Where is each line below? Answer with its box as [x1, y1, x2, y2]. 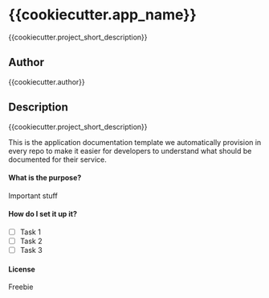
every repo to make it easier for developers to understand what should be [8, 146, 252, 155]
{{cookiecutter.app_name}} [8, 6, 197, 24]
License [8, 264, 36, 274]
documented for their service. [8, 155, 107, 164]
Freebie [8, 282, 34, 292]
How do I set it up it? [8, 209, 78, 219]
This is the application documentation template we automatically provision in [8, 137, 262, 147]
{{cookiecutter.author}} [8, 77, 86, 86]
